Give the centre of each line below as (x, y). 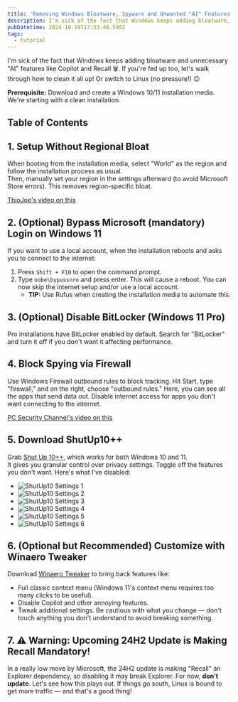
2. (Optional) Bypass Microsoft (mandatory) (106, 222)
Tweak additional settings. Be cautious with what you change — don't (120, 610)
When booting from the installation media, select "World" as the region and (117, 163)
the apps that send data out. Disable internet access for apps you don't (112, 396)
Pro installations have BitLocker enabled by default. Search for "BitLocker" (116, 334)
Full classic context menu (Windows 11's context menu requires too (116, 588)
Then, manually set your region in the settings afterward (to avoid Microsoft (118, 179)
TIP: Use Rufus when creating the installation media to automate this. (129, 295)
